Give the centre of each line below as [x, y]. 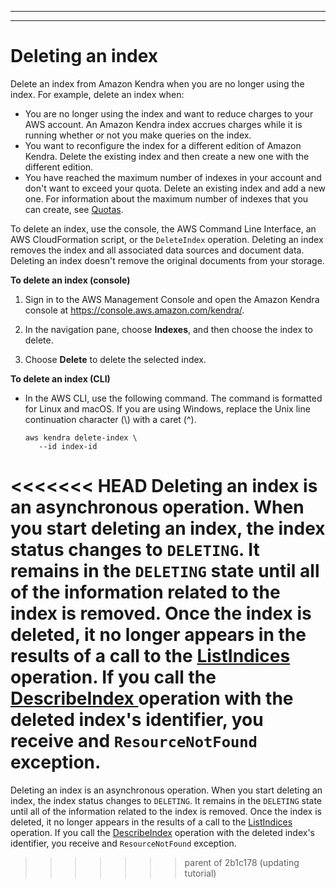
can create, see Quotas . [74, 209]
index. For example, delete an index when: [97, 94]
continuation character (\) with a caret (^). [110, 419]
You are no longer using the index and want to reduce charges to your [169, 113]
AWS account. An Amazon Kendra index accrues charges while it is [163, 124]
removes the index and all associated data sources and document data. [157, 250]
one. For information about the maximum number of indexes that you [166, 198]
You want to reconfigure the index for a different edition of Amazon [163, 145]
